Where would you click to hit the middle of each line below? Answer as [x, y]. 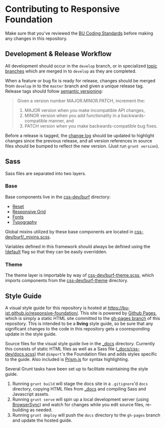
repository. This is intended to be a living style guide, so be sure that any [79, 323]
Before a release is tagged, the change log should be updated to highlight [80, 135]
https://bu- [118, 308]
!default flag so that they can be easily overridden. [56, 251]
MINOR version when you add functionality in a [72, 115]
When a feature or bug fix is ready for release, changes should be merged [80, 80]
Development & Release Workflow [58, 54]
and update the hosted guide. [42, 420]
